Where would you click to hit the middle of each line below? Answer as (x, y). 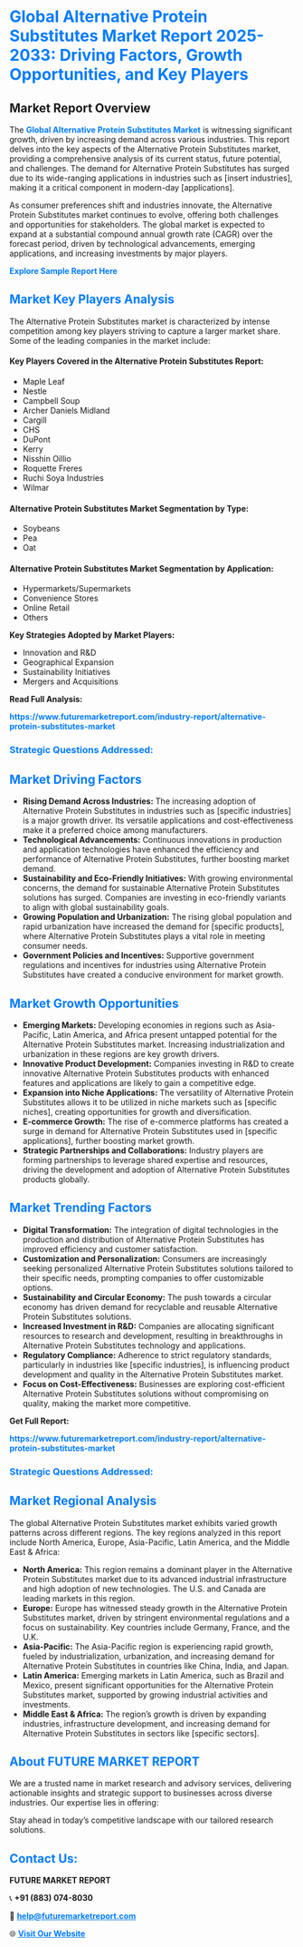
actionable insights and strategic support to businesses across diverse (141, 1793)
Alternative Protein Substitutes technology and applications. (134, 1345)
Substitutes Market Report (111, 36)
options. (38, 1287)
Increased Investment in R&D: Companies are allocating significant (148, 1326)
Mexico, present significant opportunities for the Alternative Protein (148, 1685)
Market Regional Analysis (83, 1501)
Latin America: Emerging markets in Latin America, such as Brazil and (153, 1675)
